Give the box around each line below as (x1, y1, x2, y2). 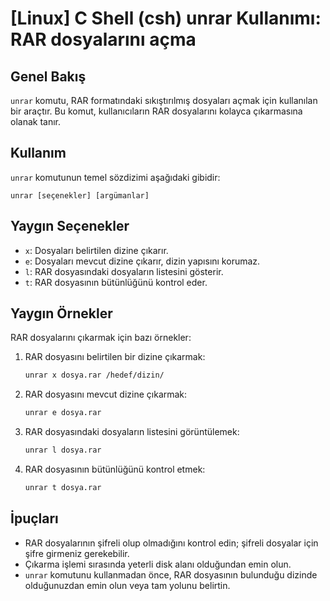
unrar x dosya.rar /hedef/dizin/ (24, 370, 165, 381)
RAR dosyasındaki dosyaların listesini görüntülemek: (24, 426, 240, 438)
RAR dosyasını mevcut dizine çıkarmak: (24, 388, 188, 401)
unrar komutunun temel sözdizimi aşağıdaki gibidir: (10, 171, 221, 183)
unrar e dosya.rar (24, 408, 102, 418)
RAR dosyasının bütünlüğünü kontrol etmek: (24, 463, 206, 476)
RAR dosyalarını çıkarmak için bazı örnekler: (10, 332, 192, 344)
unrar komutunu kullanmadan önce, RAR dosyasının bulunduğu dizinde (24, 568, 318, 581)
